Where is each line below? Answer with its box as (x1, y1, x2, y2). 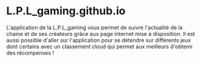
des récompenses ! (6, 49, 54, 56)
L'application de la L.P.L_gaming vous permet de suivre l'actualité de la (6, 24, 183, 31)
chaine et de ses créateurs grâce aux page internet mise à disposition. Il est (6, 30, 196, 37)
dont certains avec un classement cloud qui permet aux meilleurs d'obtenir (6, 43, 193, 50)
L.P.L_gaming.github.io (6, 4, 126, 18)
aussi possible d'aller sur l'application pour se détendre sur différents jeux (6, 36, 191, 44)
